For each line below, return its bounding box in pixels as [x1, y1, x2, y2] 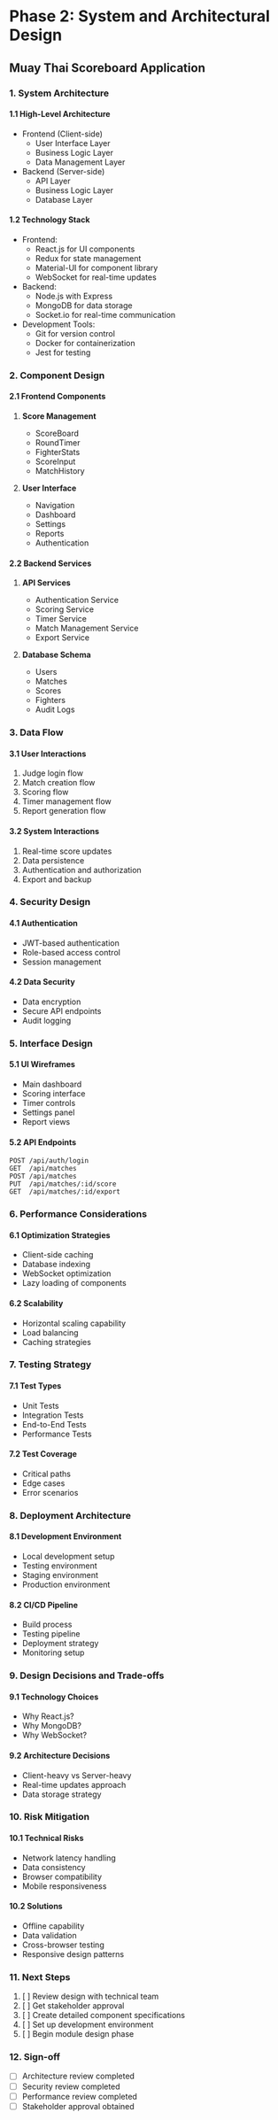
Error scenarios [21, 1487, 79, 1497]
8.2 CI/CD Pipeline [9, 1599, 78, 1610]
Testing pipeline [21, 1629, 81, 1639]
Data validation [21, 1930, 77, 1940]
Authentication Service [35, 595, 120, 606]
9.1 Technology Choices [9, 1691, 99, 1702]
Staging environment [21, 1570, 99, 1580]
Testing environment [21, 1560, 97, 1571]
